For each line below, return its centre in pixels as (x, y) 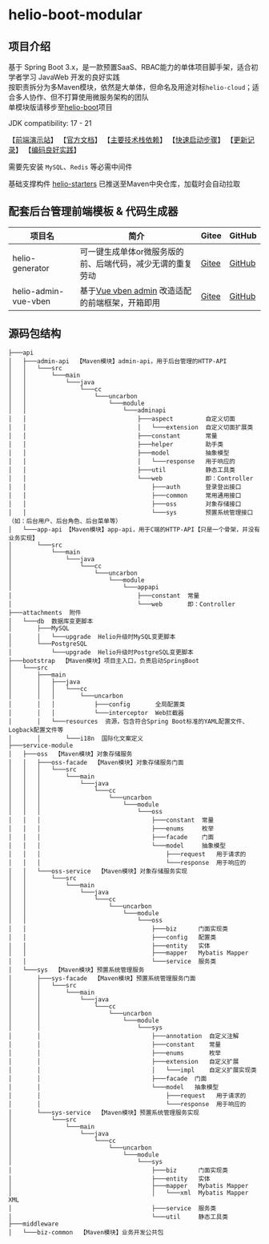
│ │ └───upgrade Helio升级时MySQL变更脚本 (92, 636)
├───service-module (41, 745)
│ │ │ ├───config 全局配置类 (97, 704)
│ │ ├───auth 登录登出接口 (125, 487)
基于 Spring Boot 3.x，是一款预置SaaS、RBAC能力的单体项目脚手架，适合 (130, 67)
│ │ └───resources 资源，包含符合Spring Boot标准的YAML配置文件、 (128, 721)
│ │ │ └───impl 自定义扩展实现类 (133, 1070)
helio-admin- (38, 291)
